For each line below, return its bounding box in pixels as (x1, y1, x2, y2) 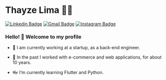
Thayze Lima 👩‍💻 (5, 4, 73, 16)
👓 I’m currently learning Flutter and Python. (12, 70, 104, 76)
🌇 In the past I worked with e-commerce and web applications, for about (12, 54, 161, 60)
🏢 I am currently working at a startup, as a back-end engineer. (12, 45, 140, 51)
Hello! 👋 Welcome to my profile (5, 33, 81, 40)
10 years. (12, 60, 31, 66)
